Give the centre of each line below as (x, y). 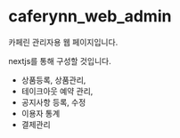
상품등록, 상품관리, (53, 80)
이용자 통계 (41, 113)
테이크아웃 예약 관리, (57, 91)
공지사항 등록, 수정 (53, 102)
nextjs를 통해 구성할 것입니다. (60, 61)
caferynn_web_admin (90, 16)
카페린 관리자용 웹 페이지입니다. (63, 42)
